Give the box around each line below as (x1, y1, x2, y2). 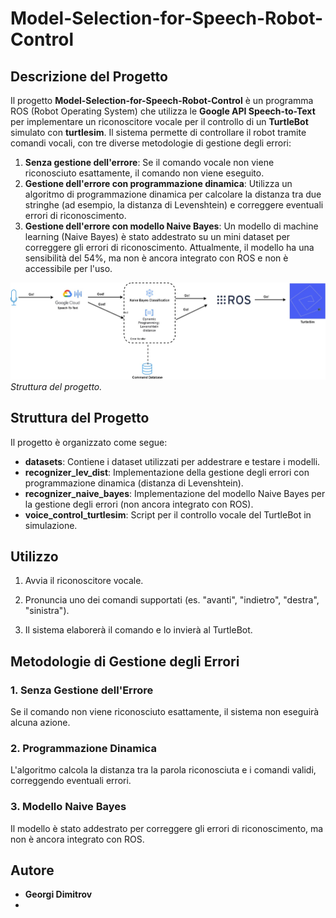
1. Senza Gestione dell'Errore (10, 683, 154, 697)
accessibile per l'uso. (24, 263, 113, 274)
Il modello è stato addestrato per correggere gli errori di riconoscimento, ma (10, 822, 324, 834)
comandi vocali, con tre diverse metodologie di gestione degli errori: (10, 137, 292, 149)
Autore (10, 862, 55, 879)
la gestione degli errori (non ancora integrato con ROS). (24, 498, 254, 510)
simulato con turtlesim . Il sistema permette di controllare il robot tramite (10, 127, 307, 138)
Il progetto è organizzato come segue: (10, 436, 168, 448)
